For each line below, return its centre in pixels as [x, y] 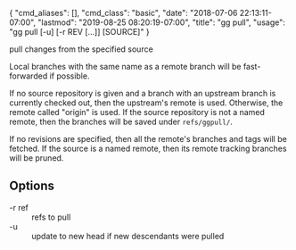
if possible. [70, 76]
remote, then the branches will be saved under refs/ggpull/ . [121, 121]
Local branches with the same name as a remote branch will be [125, 67]
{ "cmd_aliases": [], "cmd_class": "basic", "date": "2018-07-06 [123, 13]
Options [32, 186]
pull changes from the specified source [81, 49]
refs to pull [51, 217]
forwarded [29, 76]
